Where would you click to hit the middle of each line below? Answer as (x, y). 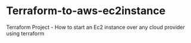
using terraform (25, 33)
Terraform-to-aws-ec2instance (86, 11)
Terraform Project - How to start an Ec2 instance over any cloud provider (96, 27)
